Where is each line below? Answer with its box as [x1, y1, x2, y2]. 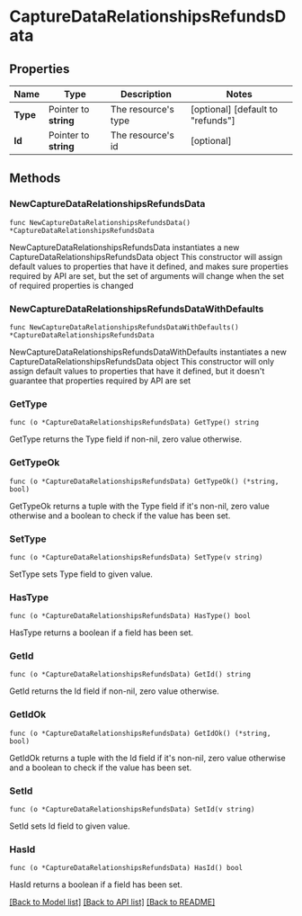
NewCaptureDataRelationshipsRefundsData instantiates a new [9, 241, 240, 253]
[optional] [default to [190, 103, 279, 115]
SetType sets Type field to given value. [9, 569, 153, 579]
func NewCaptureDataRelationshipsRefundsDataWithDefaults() [9, 322, 240, 332]
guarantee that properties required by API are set [9, 375, 191, 386]
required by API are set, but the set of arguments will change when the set [9, 270, 285, 281]
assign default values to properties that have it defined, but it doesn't [9, 365, 265, 376]
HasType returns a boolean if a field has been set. [9, 627, 194, 638]
